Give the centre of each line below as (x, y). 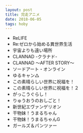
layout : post (19, 10)
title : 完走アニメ (23, 15)
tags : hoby (17, 24)
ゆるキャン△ (26, 75)
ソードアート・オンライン (39, 69)
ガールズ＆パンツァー (35, 125)
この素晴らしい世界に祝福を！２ (46, 88)
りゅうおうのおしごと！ (37, 100)
